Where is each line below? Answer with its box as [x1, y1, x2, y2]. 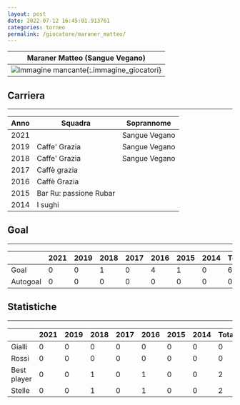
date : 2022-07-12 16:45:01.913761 [7, 17, 111, 24]
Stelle [11, 385, 30, 395]
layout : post [7, 10, 46, 18]
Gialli [11, 341, 28, 351]
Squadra [61, 119, 91, 129]
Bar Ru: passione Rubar [36, 189, 116, 199]
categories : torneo [7, 24, 66, 31]
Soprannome [126, 119, 171, 129]
